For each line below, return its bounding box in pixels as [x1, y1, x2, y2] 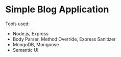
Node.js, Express [12, 30, 49, 36]
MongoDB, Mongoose [12, 41, 59, 47]
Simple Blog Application [5, 4, 109, 15]
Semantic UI [12, 47, 39, 53]
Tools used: [5, 21, 30, 27]
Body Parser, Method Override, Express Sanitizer [12, 36, 116, 42]
